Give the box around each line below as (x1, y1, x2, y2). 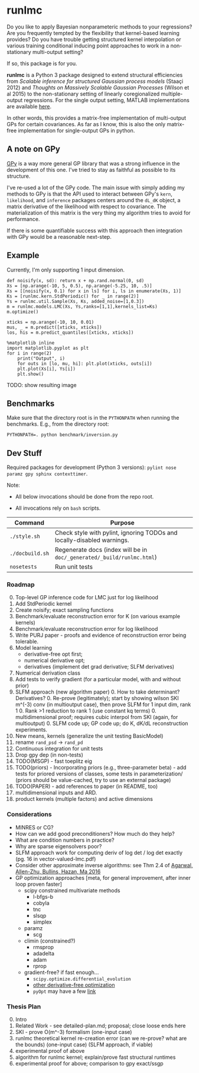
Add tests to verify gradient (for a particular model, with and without (15, 676, 181, 683)
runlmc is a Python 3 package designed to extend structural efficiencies (6, 71, 183, 78)
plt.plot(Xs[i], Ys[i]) (17, 366, 76, 372)
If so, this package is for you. (6, 60, 77, 67)
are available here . (6, 103, 52, 110)
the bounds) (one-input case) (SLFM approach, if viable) (15, 1041, 153, 1048)
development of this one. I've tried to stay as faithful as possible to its (6, 166, 176, 173)
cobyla (32, 899, 50, 906)
